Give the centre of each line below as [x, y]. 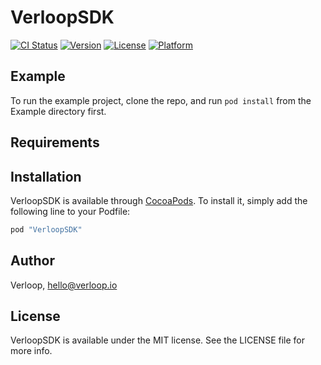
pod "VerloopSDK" [46, 229]
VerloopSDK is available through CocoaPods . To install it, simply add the [159, 200]
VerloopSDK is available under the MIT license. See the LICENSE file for [157, 340]
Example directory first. [58, 111]
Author [32, 261]
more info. [31, 351]
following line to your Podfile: [70, 211]
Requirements [55, 142]
